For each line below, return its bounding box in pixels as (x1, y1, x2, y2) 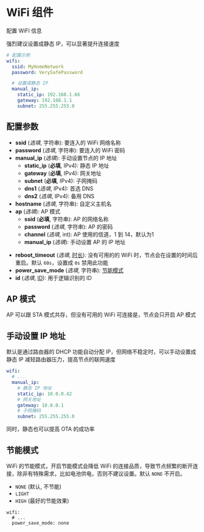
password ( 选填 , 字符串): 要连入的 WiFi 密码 (15, 146, 125, 153)
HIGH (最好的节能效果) (15, 497, 69, 504)
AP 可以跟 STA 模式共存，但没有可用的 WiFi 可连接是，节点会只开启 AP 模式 (6, 311, 197, 319)
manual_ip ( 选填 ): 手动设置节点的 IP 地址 (15, 154, 118, 161)
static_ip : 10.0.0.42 (17, 391, 72, 397)
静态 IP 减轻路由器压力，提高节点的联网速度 (6, 356, 116, 363)
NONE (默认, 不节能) (15, 482, 62, 490)
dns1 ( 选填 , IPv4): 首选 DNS (24, 185, 94, 192)
